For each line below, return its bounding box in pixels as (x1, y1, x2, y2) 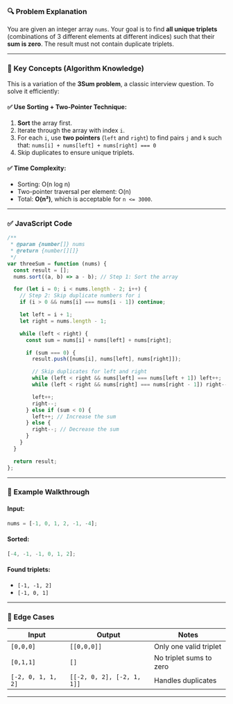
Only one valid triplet (153, 642, 222, 652)
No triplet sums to (153, 653, 212, 663)
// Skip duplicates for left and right (32, 368, 148, 375)
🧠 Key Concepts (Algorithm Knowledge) (7, 64, 144, 74)
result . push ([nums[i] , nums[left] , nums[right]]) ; (32, 356, 182, 363)
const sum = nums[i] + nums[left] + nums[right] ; (25, 336, 172, 343)
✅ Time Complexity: (7, 164, 67, 172)
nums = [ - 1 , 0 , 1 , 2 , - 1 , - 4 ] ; (7, 520, 98, 527)
